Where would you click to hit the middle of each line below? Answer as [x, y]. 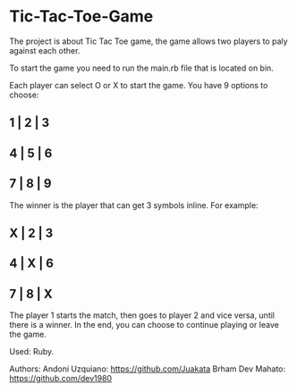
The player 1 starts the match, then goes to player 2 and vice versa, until [142, 315]
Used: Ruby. [32, 352]
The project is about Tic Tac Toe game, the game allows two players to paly [148, 41]
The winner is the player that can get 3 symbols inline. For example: [134, 205]
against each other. [45, 50]
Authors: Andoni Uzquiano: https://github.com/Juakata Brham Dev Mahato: [148, 369]
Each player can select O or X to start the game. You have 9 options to [139, 85]
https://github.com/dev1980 [61, 379]
